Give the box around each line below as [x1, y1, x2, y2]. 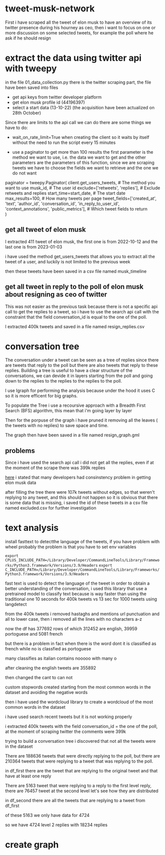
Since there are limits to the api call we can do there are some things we [5, 119, 151, 125]
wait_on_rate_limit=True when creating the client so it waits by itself [12, 134, 150, 140]
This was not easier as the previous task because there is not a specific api [5, 303, 158, 309]
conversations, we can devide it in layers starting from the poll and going [5, 373, 153, 379]
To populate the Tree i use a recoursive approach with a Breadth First [5, 402, 146, 408]
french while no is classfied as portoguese [5, 646, 92, 652]
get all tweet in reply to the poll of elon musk [5, 283, 144, 291]
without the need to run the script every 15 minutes [12, 139, 116, 145]
